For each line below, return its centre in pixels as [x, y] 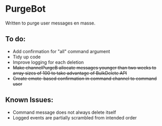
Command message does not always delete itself [64, 112]
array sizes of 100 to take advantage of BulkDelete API [70, 73]
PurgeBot [25, 9]
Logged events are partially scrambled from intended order [75, 117]
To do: [16, 39]
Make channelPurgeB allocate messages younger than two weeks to [84, 67]
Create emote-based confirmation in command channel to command [85, 78]
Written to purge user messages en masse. [50, 23]
